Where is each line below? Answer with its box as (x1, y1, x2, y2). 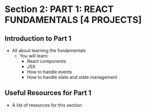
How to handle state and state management (27, 74, 117, 80)
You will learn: (19, 53, 49, 59)
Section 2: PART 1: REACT (5, 4, 114, 15)
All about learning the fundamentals (12, 48, 86, 53)
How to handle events (27, 69, 72, 75)
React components (27, 58, 66, 64)
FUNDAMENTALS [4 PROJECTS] (5, 14, 142, 26)
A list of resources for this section (12, 102, 82, 108)
